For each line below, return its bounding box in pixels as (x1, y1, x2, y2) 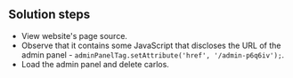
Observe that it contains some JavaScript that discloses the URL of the (20, 40, 281, 51)
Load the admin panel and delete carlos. (20, 58, 170, 69)
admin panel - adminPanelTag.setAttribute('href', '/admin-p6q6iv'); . (20, 49, 285, 60)
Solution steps (8, 7, 91, 22)
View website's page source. (20, 30, 128, 41)
